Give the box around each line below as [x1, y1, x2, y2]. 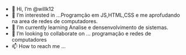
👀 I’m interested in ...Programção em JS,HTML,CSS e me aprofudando [11, 12, 180, 19]
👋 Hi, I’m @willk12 [11, 6, 54, 12]
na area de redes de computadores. [11, 18, 98, 24]
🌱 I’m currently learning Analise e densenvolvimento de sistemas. [11, 24, 169, 31]
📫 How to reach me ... [11, 43, 66, 49]
